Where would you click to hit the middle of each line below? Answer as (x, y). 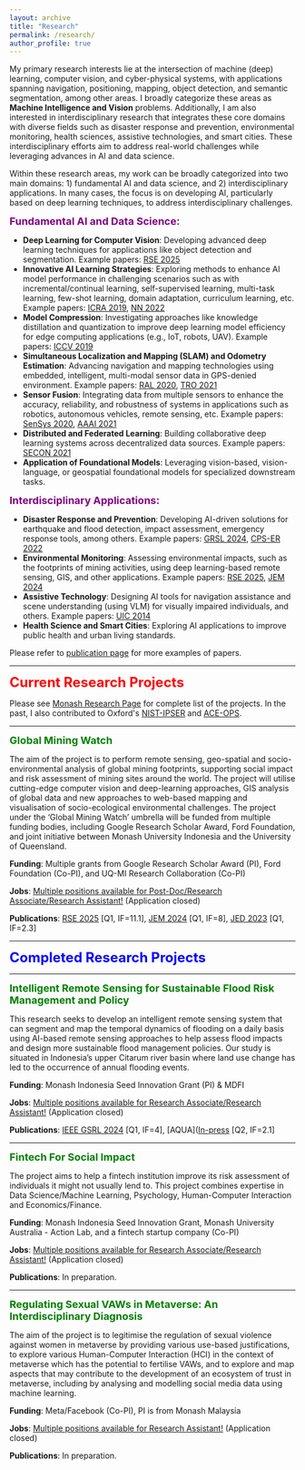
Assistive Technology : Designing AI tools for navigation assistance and (157, 597)
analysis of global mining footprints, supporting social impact (179, 769)
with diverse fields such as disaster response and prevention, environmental (152, 127)
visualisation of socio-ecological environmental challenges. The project (143, 808)
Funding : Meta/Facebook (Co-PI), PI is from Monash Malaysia (125, 1411)
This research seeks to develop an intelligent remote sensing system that (146, 1019)
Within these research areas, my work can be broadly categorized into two (149, 174)
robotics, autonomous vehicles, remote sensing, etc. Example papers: (153, 414)
